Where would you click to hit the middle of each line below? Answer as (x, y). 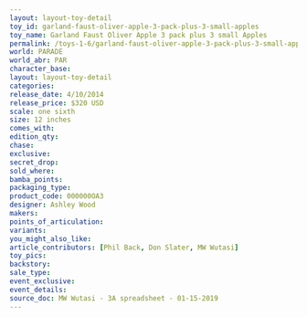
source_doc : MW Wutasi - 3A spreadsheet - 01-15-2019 (114, 298)
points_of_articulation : (57, 222)
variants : (28, 230)
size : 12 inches (40, 120)
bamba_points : (37, 179)
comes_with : (32, 129)
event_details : (38, 290)
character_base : (40, 69)
